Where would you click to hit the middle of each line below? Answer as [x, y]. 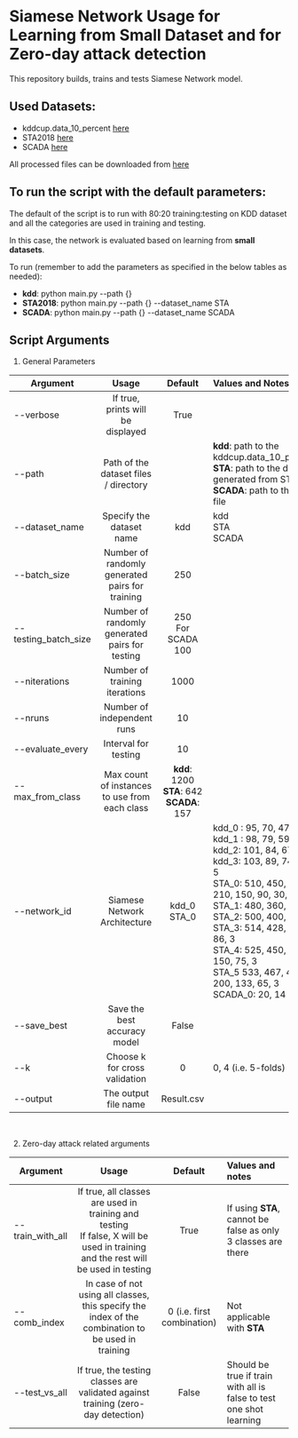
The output [126, 1093]
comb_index [39, 1323]
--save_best [41, 1026]
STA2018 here [47, 137]
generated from [245, 480]
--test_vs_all [41, 1393]
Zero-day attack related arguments [86, 1144]
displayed [126, 432]
